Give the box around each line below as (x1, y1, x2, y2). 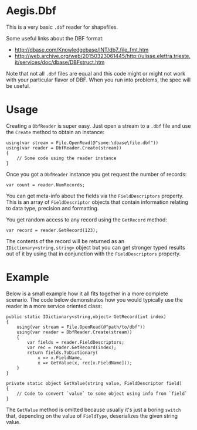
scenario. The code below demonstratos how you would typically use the (6, 296, 183, 303)
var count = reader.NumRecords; (6, 182, 85, 188)
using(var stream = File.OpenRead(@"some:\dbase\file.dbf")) (6, 139, 159, 146)
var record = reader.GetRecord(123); (6, 227, 98, 233)
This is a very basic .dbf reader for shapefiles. (6, 23, 118, 30)
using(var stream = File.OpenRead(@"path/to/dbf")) (16, 324, 145, 330)
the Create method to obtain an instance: (6, 128, 104, 135)
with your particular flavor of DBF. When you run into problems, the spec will (6, 76, 191, 83)
